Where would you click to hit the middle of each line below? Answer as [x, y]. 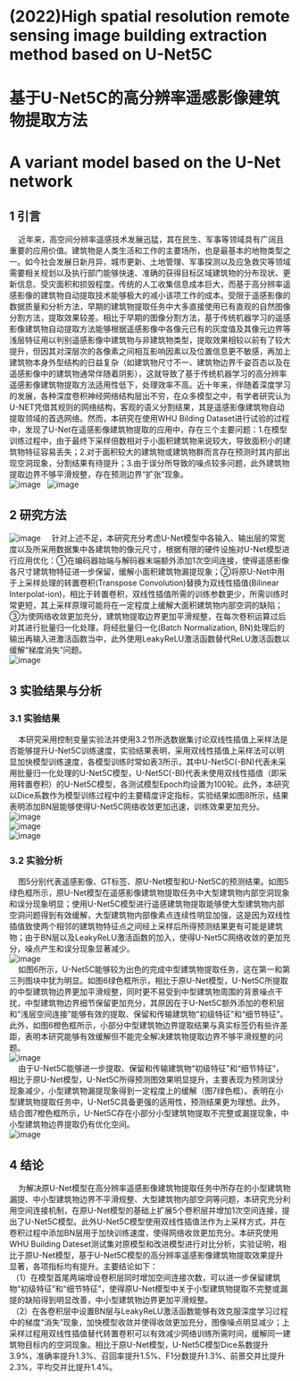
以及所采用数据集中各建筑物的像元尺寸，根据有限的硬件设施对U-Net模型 [150, 550]
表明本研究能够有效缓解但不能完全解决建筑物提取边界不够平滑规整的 [150, 1036]
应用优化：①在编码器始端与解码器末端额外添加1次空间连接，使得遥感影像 [153, 560]
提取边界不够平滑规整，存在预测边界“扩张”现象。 [99, 474]
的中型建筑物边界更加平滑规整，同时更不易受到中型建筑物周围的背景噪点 [142, 992]
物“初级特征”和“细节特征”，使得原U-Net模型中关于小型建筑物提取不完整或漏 [149, 1288]
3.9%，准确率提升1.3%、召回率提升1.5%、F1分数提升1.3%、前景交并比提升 [147, 1355]
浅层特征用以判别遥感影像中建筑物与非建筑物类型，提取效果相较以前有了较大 [150, 340]
